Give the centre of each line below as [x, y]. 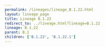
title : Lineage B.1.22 [28, 19]
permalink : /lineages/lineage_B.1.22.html [49, 10]
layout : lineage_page [27, 14]
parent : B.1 [17, 32]
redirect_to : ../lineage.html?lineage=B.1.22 [52, 23]
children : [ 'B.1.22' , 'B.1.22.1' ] [40, 37]
